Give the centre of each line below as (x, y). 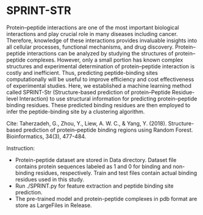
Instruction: (21, 148)
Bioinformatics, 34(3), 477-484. (46, 136)
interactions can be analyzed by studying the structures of (100, 53)
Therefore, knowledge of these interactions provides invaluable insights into (102, 40)
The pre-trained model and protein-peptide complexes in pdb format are (106, 199)
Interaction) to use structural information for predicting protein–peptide (108, 99)
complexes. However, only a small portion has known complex (105, 60)
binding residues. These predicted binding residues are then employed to (98, 105)
